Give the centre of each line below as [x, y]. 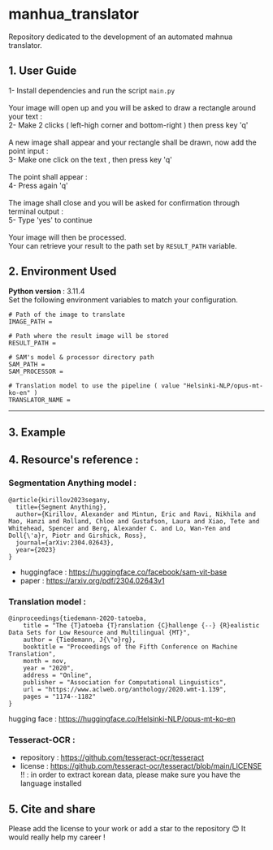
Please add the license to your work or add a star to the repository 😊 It [127, 829]
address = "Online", [58, 675]
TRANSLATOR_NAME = [39, 400]
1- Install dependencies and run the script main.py [92, 90]
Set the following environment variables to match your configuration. [123, 299]
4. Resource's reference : [74, 460]
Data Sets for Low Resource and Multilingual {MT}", [100, 632]
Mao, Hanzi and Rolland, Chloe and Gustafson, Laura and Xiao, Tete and [134, 521]
